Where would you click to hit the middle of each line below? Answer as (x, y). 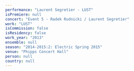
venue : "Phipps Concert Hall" (37, 51)
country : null (20, 61)
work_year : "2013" (24, 38)
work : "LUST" (19, 24)
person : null (19, 56)
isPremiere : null (23, 14)
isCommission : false (27, 28)
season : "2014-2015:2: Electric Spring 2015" (54, 47)
